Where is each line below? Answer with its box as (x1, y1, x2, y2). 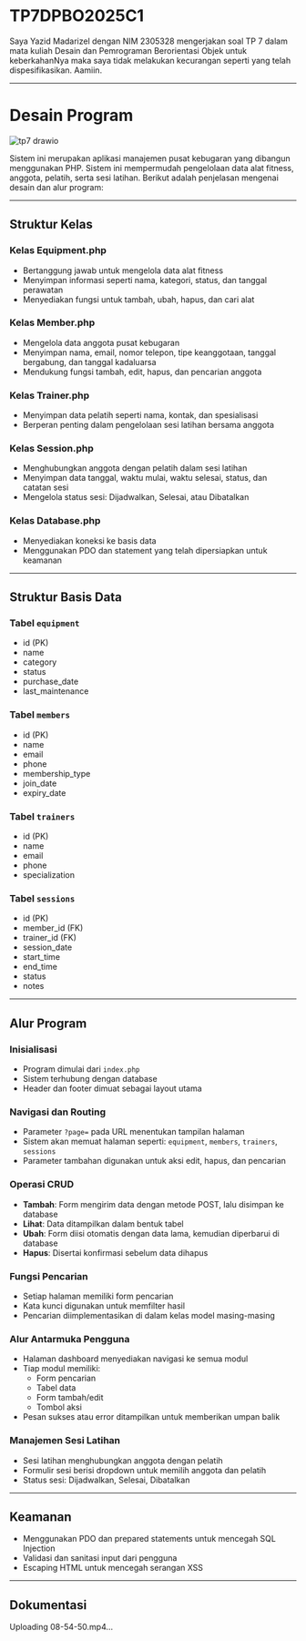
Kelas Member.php (9, 316, 96, 329)
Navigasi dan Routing (9, 1106, 107, 1118)
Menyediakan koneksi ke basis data (22, 535, 157, 546)
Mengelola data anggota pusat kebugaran (22, 337, 180, 348)
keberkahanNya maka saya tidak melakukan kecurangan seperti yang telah (9, 55, 291, 66)
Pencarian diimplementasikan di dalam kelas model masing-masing (22, 1310, 276, 1320)
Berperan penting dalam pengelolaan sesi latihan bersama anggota (22, 420, 275, 431)
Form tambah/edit (36, 1392, 104, 1403)
